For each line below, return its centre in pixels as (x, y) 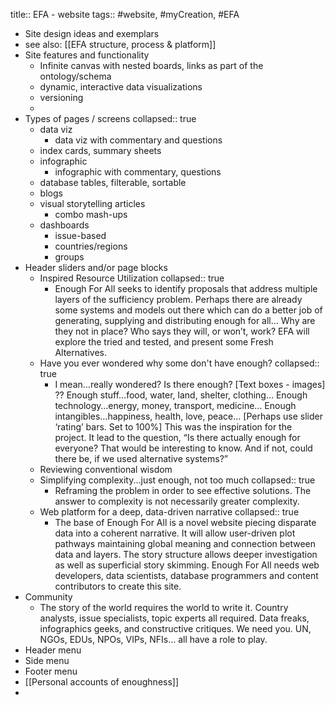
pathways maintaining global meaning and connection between (185, 543)
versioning (61, 97)
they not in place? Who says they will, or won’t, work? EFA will (182, 331)
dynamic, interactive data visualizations (121, 87)
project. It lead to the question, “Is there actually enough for (177, 437)
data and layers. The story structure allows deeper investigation (186, 554)
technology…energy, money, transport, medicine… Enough (175, 405)
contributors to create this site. (118, 586)
